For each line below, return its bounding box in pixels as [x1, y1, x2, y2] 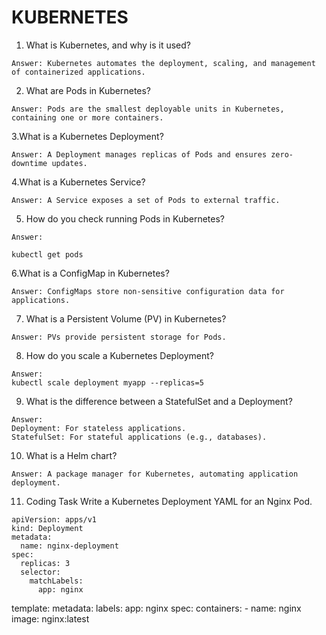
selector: [20, 567, 61, 577]
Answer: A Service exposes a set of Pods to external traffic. [11, 195, 281, 205]
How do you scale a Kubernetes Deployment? [25, 349, 214, 361]
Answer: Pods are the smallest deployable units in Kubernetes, [11, 104, 285, 114]
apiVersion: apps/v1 [11, 514, 98, 525]
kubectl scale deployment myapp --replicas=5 [11, 377, 204, 388]
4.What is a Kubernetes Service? [11, 176, 146, 188]
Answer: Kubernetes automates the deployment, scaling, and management [11, 58, 316, 68]
